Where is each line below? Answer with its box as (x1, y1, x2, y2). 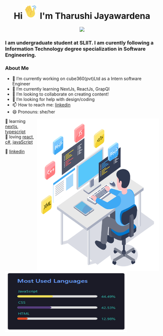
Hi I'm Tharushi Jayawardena (14, 11, 150, 21)
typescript (5, 129, 26, 135)
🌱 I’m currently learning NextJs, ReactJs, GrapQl (12, 86, 110, 92)
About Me (5, 64, 29, 71)
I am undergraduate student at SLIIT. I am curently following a (5, 39, 154, 46)
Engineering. (5, 51, 37, 58)
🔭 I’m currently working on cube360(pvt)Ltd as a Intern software (12, 76, 142, 81)
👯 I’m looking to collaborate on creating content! (12, 91, 109, 97)
